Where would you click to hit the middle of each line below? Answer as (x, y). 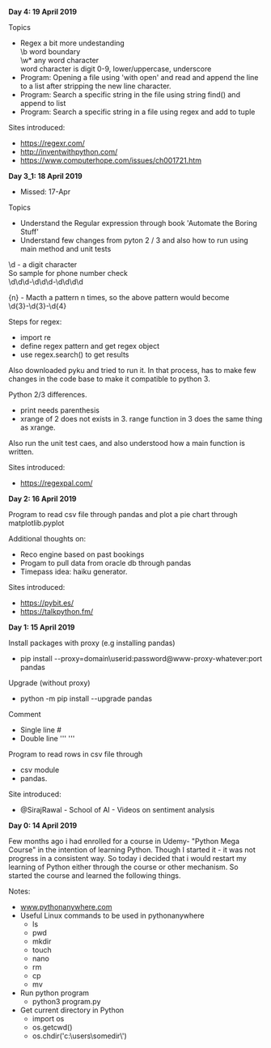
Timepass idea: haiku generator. (74, 571)
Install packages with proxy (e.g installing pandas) (92, 643)
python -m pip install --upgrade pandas (86, 698)
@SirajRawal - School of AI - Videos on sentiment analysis (117, 810)
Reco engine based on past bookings (82, 554)
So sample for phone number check (68, 273)
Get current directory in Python (72, 1010)
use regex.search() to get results (74, 354)
